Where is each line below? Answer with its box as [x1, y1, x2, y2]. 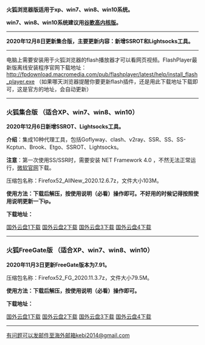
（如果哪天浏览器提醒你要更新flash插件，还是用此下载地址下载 [35, 78, 193, 85]
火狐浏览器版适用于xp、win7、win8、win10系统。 [6, 6, 134, 13]
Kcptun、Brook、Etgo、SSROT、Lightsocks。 [6, 143, 122, 151]
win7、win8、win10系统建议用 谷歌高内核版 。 [6, 19, 122, 26]
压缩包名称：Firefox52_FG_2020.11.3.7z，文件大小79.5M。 [6, 274, 153, 281]
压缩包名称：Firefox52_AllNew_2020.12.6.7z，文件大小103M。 [6, 177, 162, 185]
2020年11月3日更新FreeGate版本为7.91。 [6, 261, 110, 268]
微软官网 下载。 [17, 164, 55, 171]
